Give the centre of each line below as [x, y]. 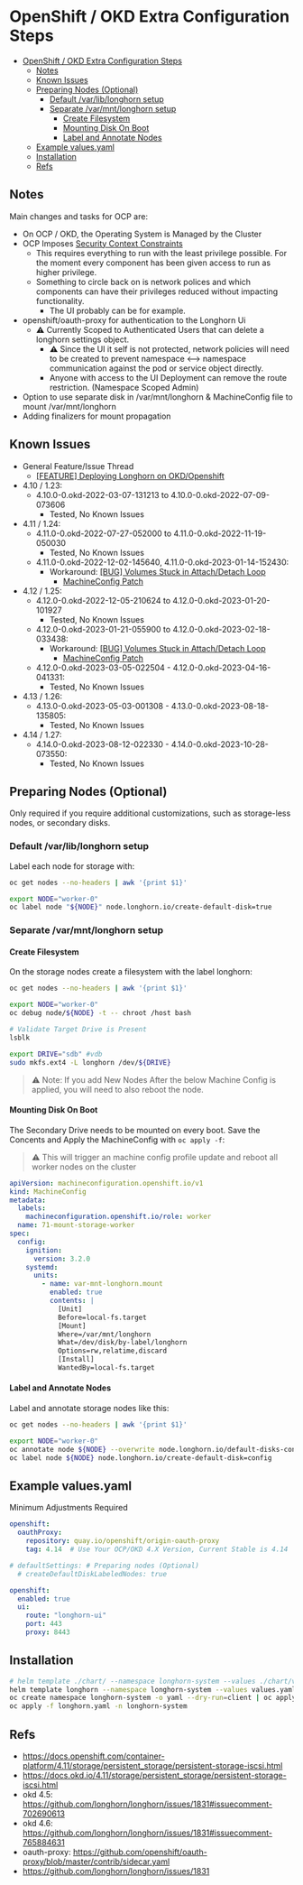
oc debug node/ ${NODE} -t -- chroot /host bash [101, 1013]
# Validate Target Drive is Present [78, 1030]
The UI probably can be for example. [118, 310]
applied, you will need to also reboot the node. [118, 1089]
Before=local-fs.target [102, 1317]
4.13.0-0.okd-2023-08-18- [220, 706]
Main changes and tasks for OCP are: [79, 216]
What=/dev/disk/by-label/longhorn [122, 1343]
